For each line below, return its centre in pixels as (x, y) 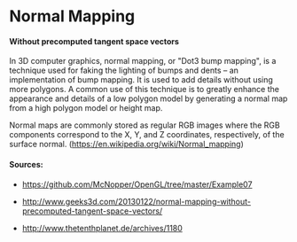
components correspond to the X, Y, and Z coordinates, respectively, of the (147, 135)
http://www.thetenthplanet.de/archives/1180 (102, 228)
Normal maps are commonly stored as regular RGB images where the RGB (145, 125)
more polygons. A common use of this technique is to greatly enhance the (144, 90)
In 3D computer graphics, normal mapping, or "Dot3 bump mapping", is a (143, 61)
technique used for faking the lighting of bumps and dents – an (124, 70)
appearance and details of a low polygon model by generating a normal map (148, 98)
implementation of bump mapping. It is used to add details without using (141, 80)
